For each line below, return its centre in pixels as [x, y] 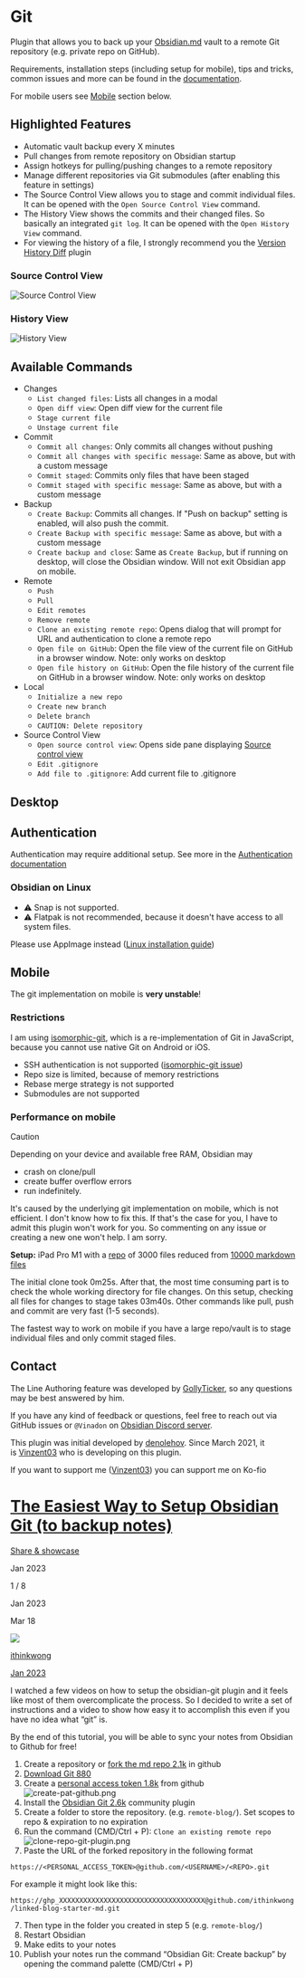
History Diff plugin [57, 252]
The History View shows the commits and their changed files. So [144, 214]
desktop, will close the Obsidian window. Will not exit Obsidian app [161, 562]
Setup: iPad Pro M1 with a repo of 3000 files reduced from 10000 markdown [153, 1255]
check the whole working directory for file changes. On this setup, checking [152, 1292]
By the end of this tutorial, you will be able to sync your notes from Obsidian [152, 1736]
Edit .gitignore [67, 765]
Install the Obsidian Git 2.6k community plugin [109, 1802]
